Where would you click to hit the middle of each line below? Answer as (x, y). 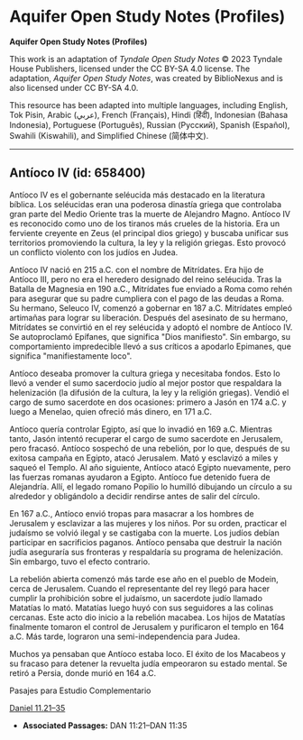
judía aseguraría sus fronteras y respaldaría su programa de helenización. (147, 552)
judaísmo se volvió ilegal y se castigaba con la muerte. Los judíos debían (144, 533)
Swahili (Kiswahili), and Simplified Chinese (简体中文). (109, 135)
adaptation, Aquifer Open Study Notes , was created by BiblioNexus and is (147, 78)
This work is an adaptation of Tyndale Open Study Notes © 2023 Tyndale (146, 59)
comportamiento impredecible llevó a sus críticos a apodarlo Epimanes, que (150, 346)
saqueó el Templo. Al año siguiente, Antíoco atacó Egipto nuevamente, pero (150, 467)
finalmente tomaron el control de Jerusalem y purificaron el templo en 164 (147, 626)
